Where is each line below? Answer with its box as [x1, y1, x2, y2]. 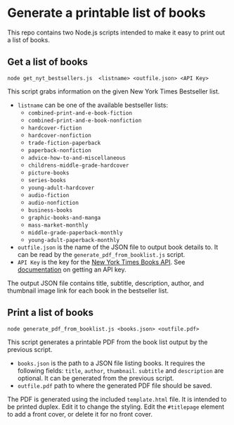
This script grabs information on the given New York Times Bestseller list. [7, 87, 220, 96]
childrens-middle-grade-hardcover [27, 162, 129, 169]
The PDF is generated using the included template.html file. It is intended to [7, 395, 227, 403]
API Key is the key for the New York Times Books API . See [17, 258, 186, 266]
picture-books [27, 169, 70, 177]
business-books [27, 206, 72, 214]
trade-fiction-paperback [27, 139, 101, 146]
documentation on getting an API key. [17, 265, 126, 274]
